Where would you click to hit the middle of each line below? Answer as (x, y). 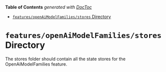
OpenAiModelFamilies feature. (36, 64)
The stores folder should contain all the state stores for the (65, 59)
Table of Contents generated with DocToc (49, 7)
